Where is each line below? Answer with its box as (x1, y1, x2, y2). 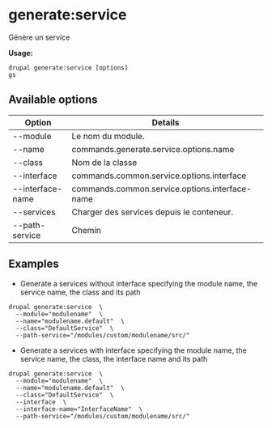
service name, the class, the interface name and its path (19, 354, 208, 363)
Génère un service (8, 32, 70, 42)
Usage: (8, 48, 34, 57)
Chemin (71, 224, 101, 235)
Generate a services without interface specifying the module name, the (19, 278, 257, 288)
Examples (8, 257, 59, 271)
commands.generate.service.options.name (71, 143, 235, 155)
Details (151, 117, 180, 128)
